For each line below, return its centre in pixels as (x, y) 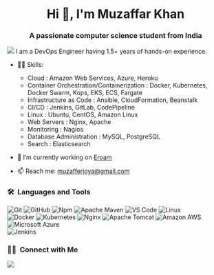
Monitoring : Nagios (55, 130)
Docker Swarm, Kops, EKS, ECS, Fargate (85, 93)
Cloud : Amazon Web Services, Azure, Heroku (93, 78)
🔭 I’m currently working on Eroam (64, 157)
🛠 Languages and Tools (49, 192)
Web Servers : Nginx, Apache (69, 122)
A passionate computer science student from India (116, 36)
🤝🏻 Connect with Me (43, 249)
